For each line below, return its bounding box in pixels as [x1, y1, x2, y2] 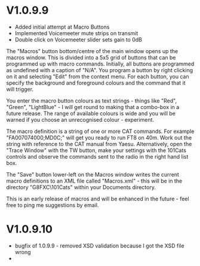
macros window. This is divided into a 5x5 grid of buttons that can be [6, 54, 176, 61]
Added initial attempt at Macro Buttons [14, 23, 110, 30]
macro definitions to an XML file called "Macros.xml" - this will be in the [6, 177, 183, 184]
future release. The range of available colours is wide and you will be [6, 110, 176, 117]
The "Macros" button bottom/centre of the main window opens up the [6, 47, 179, 54]
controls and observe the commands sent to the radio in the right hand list [6, 153, 189, 160]
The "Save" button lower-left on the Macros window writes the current [6, 171, 179, 178]
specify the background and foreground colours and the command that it [6, 79, 186, 86]
